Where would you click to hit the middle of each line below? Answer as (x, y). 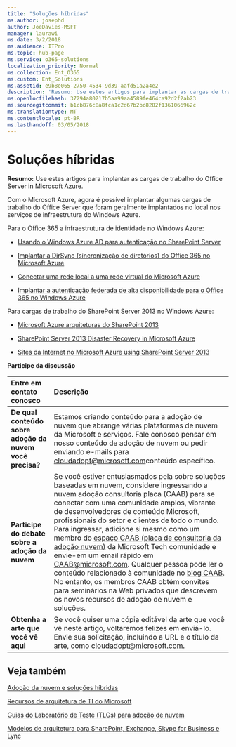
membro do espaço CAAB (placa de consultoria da (137, 538)
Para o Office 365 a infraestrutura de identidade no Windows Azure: (106, 228)
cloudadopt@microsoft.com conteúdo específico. (135, 461)
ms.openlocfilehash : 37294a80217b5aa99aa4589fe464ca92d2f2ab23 (102, 99)
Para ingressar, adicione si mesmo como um (127, 529)
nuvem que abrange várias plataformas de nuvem (136, 425)
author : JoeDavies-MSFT (42, 27)
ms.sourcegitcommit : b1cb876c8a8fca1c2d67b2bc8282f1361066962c (102, 105)
